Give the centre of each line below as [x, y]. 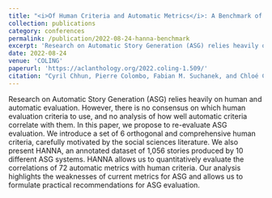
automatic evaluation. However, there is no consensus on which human [127, 107]
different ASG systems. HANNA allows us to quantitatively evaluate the [126, 159]
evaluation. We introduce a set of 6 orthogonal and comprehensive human [132, 133]
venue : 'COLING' [36, 61]
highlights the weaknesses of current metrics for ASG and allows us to [126, 176]
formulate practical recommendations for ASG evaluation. [104, 185]
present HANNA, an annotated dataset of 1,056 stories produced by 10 [126, 150]
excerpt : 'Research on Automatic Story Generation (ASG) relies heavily [134, 46]
